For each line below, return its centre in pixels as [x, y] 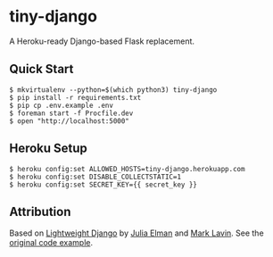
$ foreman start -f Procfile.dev [71, 113]
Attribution [40, 211]
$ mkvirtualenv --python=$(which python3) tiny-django [113, 90]
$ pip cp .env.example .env [62, 105]
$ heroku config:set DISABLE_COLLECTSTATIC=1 [95, 177]
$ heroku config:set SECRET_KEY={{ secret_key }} [103, 185]
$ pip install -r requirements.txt [75, 97]
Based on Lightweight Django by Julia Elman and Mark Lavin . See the [137, 233]
